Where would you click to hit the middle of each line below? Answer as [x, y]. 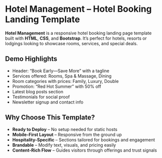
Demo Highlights [31, 59]
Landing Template [42, 19]
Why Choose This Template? [50, 118]
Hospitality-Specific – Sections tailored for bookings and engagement [84, 140]
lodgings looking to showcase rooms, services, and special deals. [72, 43]
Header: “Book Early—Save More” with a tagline [61, 71]
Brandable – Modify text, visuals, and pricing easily [64, 145]
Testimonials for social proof [41, 97]
